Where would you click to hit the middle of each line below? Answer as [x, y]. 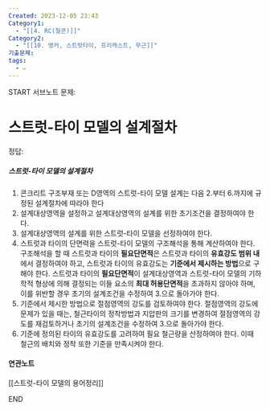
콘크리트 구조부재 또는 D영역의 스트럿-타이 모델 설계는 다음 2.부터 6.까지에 [136, 193]
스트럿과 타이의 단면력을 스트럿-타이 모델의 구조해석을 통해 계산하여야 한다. [137, 243]
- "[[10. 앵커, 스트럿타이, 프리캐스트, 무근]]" [87, 46]
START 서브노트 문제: [42, 92]
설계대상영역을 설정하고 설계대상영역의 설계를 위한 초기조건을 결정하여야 [133, 213]
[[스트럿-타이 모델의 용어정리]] [56, 383]
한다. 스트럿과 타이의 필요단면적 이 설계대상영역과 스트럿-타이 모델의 [141, 273]
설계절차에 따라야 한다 [70, 203]
